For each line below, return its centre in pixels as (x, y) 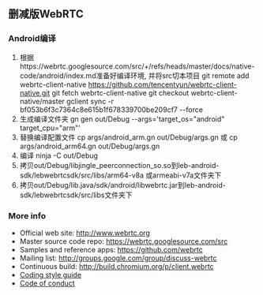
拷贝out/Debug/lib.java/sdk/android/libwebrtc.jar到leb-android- (123, 185)
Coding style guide (50, 274)
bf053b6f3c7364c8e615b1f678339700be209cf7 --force (111, 110)
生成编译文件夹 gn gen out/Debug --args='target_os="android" (122, 119)
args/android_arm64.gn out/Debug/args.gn (90, 146)
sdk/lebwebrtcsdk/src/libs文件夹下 (76, 195)
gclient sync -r (90, 101)
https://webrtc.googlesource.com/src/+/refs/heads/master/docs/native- (137, 66)
